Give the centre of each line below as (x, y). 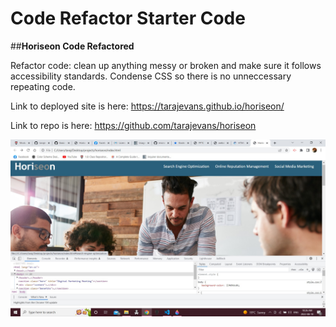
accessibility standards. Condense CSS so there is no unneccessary (151, 76)
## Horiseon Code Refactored (72, 46)
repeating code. (43, 86)
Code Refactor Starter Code (128, 18)
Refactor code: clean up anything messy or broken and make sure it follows (166, 65)
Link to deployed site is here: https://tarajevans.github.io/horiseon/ (147, 106)
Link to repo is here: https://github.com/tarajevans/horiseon (133, 125)
